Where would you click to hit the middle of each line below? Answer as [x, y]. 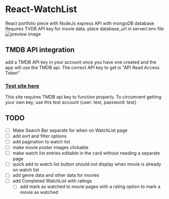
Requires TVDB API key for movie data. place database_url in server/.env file [84, 28]
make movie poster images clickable [50, 147]
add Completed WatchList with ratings [52, 181]
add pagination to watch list [41, 141]
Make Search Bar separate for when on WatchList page [70, 130]
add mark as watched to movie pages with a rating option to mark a [90, 187]
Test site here [22, 86]
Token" [13, 73]
